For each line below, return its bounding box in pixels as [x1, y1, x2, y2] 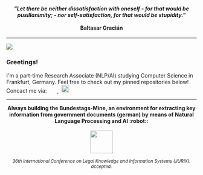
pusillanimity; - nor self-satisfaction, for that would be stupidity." [17, 11, 186, 18]
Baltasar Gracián [80, 24, 123, 31]
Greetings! [6, 58, 38, 67]
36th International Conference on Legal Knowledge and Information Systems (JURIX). [12, 158, 191, 164]
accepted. [91, 163, 112, 170]
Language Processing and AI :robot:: [54, 117, 149, 124]
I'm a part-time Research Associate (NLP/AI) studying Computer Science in [6, 71, 193, 79]
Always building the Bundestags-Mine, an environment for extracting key [7, 104, 196, 111]
